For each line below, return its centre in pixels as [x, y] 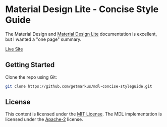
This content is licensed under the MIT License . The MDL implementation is [84, 114]
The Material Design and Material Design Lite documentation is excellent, [81, 34]
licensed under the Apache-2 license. [44, 119]
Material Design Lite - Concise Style [82, 9]
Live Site [14, 49]
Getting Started [30, 65]
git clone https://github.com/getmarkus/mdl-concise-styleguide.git [79, 86]
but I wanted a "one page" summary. [43, 39]
